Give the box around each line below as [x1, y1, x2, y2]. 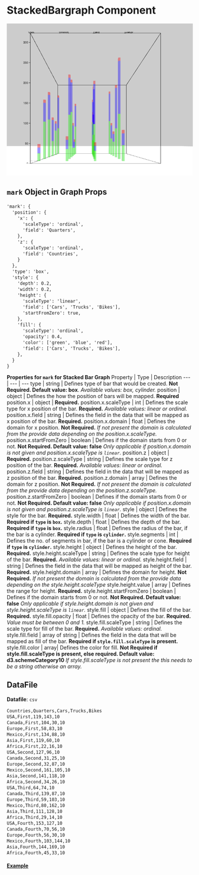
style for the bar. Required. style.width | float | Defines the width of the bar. [6, 512, 191, 519]
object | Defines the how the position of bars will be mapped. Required [6, 392, 180, 399]
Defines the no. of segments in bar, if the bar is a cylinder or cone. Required [6, 537, 192, 544]
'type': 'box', [12, 269, 50, 275]
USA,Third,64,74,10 [6, 784, 55, 790]
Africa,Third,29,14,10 [6, 814, 63, 820]
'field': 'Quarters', [22, 227, 76, 233]
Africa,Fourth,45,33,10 [6, 850, 66, 855]
